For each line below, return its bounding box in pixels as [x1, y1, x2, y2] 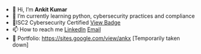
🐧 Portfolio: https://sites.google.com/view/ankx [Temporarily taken [12, 34, 180, 42]
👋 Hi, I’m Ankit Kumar [12, 6, 67, 13]
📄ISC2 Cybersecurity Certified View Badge [12, 19, 121, 26]
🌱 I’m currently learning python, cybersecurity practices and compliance [12, 12, 195, 20]
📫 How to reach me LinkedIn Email [12, 26, 101, 33]
